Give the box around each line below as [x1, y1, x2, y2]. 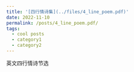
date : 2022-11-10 [6, 14, 50, 20]
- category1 [11, 37, 42, 43]
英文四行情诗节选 [6, 59, 49, 67]
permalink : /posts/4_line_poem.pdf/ [6, 20, 98, 26]
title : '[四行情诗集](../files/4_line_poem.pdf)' [6, 8, 129, 15]
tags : [6, 25, 20, 32]
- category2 [11, 43, 42, 49]
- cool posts [11, 31, 45, 37]
